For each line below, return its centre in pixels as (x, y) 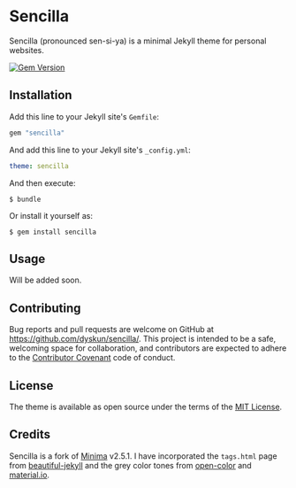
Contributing (45, 308)
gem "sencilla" (37, 133)
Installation (41, 95)
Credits (30, 434)
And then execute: (42, 182)
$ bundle (25, 199)
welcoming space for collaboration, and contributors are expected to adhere (148, 348)
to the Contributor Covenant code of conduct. (92, 358)
